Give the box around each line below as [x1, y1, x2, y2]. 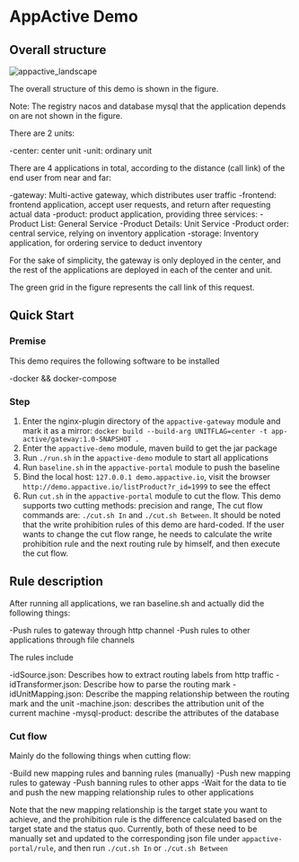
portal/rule [9, 844, 54, 854]
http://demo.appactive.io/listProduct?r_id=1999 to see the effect [22, 480, 271, 491]
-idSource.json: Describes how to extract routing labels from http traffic [9, 669, 274, 680]
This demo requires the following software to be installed [9, 355, 220, 366]
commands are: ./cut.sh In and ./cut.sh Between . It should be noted [22, 509, 281, 520]
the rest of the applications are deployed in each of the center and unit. [9, 265, 273, 275]
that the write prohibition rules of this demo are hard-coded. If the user [22, 519, 285, 530]
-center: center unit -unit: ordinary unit [9, 146, 153, 156]
